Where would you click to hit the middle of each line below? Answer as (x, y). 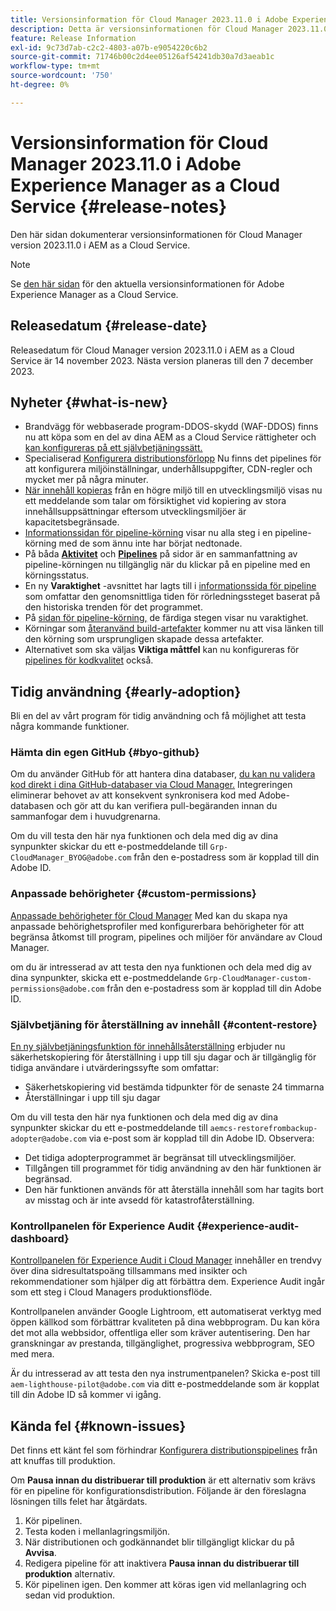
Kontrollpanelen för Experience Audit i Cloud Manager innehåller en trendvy (166, 1260)
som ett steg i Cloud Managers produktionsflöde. (111, 1292)
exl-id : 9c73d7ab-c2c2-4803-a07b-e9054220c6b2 (109, 47)
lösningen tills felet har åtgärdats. (79, 1502)
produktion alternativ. (70, 1574)
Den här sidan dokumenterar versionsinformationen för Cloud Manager (156, 234)
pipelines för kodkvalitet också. (89, 660)
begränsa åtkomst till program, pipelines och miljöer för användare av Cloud (166, 937)
